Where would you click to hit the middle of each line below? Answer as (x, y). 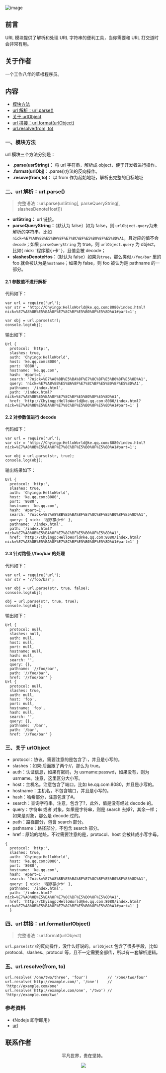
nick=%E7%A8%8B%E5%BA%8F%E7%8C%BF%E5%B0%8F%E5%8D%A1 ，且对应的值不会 (85, 238)
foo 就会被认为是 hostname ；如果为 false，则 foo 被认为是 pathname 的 (84, 263)
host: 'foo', (23, 699)
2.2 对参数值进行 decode (31, 417)
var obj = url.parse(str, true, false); (48, 588)
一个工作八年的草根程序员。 (34, 74)
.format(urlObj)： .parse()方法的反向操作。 (56, 171)
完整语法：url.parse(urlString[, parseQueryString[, (69, 203)
